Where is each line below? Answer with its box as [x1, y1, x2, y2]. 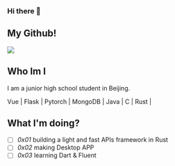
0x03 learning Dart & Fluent [17, 151, 97, 160]
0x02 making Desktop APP [17, 143, 94, 151]
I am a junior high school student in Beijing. [7, 84, 131, 92]
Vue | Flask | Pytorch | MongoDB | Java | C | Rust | [7, 97, 151, 106]
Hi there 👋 [7, 6, 42, 16]
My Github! [7, 28, 57, 39]
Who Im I [7, 66, 47, 77]
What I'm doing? [7, 117, 80, 129]
